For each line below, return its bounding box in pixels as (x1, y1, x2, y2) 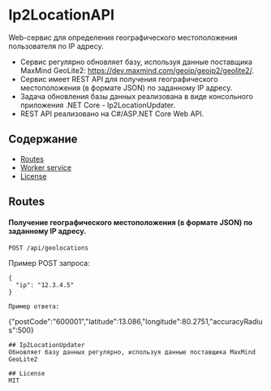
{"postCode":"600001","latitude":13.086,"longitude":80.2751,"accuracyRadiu (8, 317, 263, 327)
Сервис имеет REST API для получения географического (19, 74, 218, 84)
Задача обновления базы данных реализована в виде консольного (19, 91, 254, 101)
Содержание (8, 133, 79, 146)
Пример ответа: (8, 302, 60, 311)
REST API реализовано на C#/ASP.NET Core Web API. (19, 108, 204, 119)
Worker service (19, 163, 71, 172)
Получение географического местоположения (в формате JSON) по (8, 217, 253, 227)
